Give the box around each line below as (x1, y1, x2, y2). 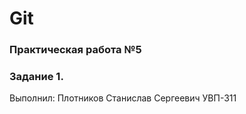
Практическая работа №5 (9, 43, 142, 57)
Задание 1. (9, 70, 64, 84)
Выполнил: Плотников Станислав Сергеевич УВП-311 (9, 92, 237, 104)
